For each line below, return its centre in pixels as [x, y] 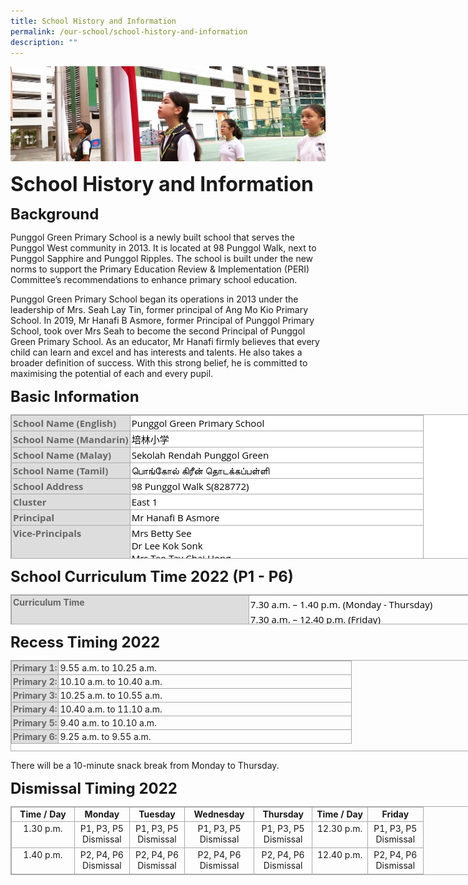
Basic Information [75, 397]
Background [55, 214]
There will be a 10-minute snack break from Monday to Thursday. [145, 766]
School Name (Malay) [62, 455]
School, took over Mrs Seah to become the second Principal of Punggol [158, 331]
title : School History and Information [93, 21]
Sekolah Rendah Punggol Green [200, 455]
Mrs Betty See [161, 533]
